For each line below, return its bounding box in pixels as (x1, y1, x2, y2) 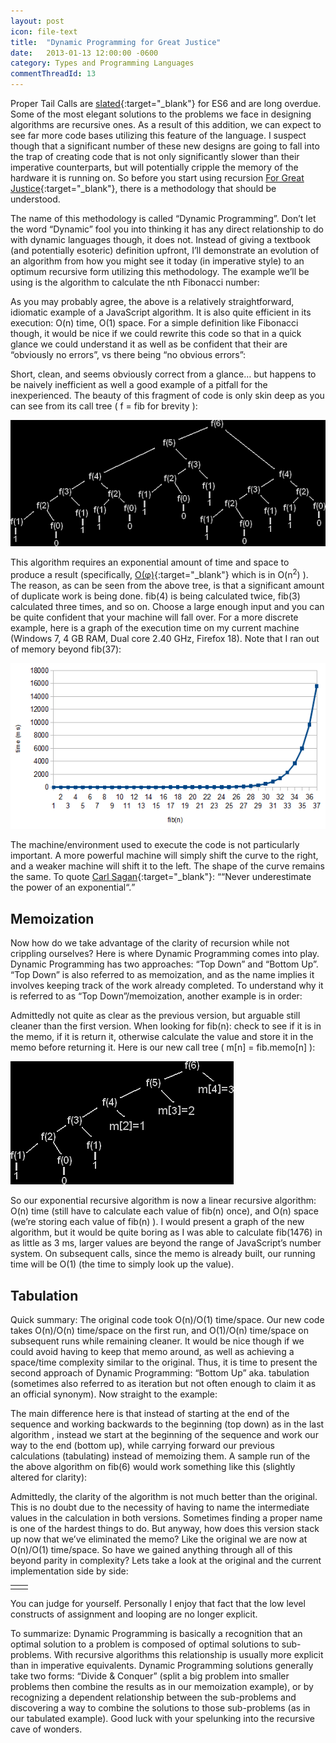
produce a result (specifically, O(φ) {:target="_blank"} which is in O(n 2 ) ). (10, 567, 309, 580)
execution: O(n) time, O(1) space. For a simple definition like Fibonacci (10, 317, 299, 329)
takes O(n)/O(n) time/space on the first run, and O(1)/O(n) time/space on (10, 1325, 309, 1337)
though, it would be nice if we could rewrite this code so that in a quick (10, 328, 302, 339)
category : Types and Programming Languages (10, 58, 195, 69)
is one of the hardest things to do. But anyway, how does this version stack (10, 1523, 320, 1535)
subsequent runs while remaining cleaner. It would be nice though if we (10, 1335, 305, 1347)
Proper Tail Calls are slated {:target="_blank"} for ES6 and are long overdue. (10, 98, 322, 109)
